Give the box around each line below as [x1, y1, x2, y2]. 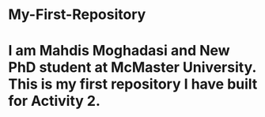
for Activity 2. [8, 92, 101, 110]
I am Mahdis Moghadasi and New [8, 42, 231, 60]
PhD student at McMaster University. [8, 58, 257, 77]
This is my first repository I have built [8, 75, 258, 93]
